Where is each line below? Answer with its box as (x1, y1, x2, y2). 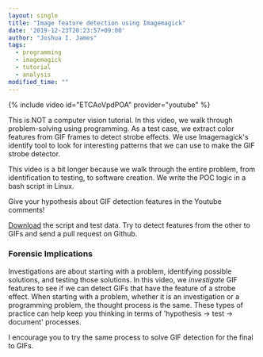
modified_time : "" (8, 78, 69, 86)
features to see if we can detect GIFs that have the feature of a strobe (8, 283, 236, 293)
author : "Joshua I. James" (8, 33, 97, 42)
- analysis (15, 71, 51, 79)
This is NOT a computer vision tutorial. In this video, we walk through (8, 115, 234, 125)
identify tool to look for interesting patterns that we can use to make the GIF (8, 140, 255, 150)
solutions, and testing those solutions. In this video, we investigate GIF (8, 274, 238, 284)
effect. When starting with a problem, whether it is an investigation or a (8, 291, 240, 301)
